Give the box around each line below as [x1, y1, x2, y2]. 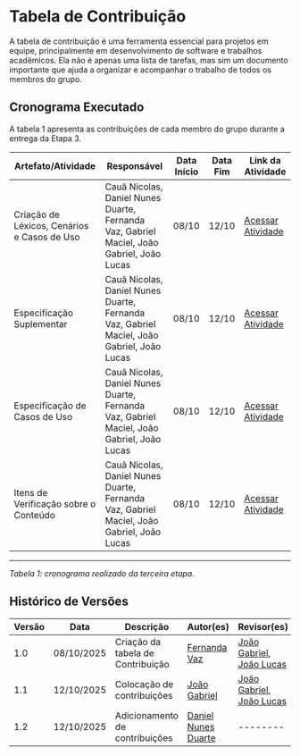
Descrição [124, 620, 170, 633]
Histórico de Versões [9, 594, 129, 609]
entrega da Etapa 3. [9, 132, 82, 144]
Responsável [106, 159, 163, 172]
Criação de [13, 208, 61, 221]
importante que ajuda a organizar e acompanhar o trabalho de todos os [9, 64, 272, 75]
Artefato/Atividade [14, 159, 96, 172]
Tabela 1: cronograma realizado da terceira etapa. [9, 567, 195, 578]
